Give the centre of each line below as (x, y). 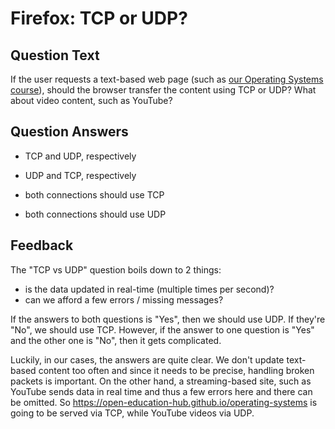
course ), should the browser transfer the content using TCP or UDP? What (163, 90)
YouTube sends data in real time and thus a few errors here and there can (161, 391)
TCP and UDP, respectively (80, 156)
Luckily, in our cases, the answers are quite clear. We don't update (147, 359)
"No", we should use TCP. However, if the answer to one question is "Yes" (162, 329)
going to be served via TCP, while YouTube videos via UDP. (132, 413)
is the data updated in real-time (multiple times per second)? (149, 289)
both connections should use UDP (95, 214)
